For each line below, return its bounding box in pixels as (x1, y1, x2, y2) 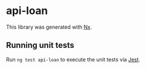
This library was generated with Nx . (6, 23, 92, 30)
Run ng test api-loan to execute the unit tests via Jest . (6, 56, 141, 63)
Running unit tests (6, 40, 74, 50)
